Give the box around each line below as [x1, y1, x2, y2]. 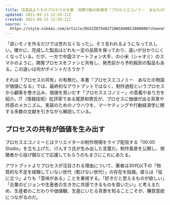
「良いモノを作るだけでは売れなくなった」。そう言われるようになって [5, 41, 149, 47]
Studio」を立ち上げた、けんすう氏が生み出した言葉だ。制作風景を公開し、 [5, 145, 160, 151]
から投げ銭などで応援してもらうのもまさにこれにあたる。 [14, 151, 134, 157]
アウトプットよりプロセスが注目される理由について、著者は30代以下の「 [5, 162, 157, 169]
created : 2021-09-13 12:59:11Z [5, 17, 71, 22]
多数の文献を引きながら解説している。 [14, 108, 94, 114]
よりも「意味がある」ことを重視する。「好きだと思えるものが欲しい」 [22, 175, 165, 181]
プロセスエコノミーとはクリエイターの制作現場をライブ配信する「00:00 [5, 139, 155, 145]
